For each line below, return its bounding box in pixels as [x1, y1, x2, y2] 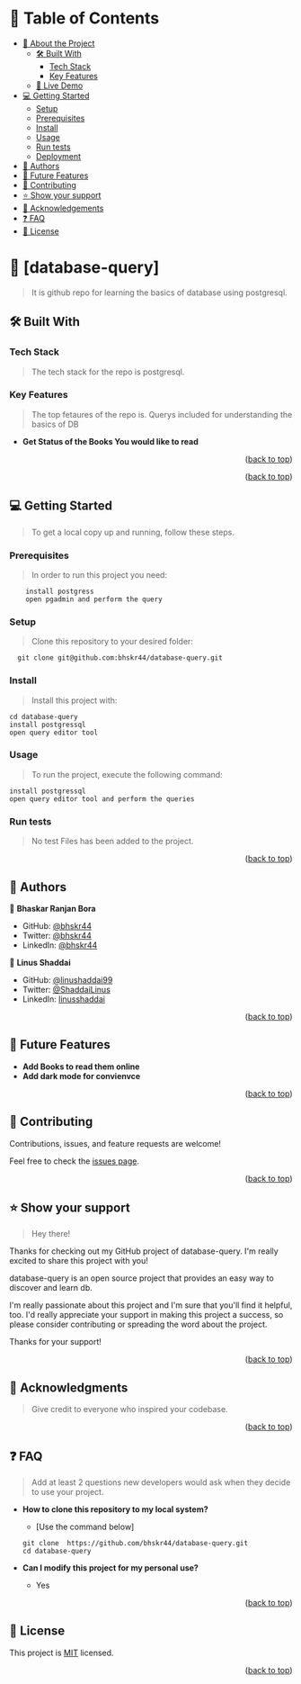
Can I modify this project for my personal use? [22, 1562, 199, 1573]
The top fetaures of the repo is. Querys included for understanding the [31, 409, 293, 419]
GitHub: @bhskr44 [22, 920, 93, 931]
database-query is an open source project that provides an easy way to [9, 1273, 274, 1283]
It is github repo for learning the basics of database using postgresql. [31, 287, 288, 298]
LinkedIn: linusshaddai [22, 994, 106, 1004]
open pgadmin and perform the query [25, 594, 164, 604]
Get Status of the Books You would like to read [22, 436, 199, 446]
